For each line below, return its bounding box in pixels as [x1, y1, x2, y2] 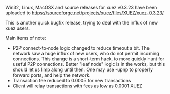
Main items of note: [5, 35, 46, 41]
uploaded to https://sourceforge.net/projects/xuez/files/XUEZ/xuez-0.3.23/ [5, 10, 164, 16]
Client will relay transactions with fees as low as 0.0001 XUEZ [12, 83, 142, 89]
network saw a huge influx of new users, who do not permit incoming [12, 51, 160, 56]
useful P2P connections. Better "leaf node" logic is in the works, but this [12, 61, 165, 67]
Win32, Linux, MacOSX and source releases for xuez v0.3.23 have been [5, 5, 157, 10]
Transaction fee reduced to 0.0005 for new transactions [12, 78, 131, 83]
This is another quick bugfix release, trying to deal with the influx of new [5, 20, 158, 26]
